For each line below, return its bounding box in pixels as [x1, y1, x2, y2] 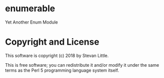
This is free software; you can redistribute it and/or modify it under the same [5, 62, 159, 68]
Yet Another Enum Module [5, 19, 58, 25]
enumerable [5, 3, 55, 14]
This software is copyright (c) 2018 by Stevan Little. [5, 52, 109, 58]
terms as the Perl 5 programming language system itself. [5, 67, 119, 73]
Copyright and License [5, 36, 99, 48]
